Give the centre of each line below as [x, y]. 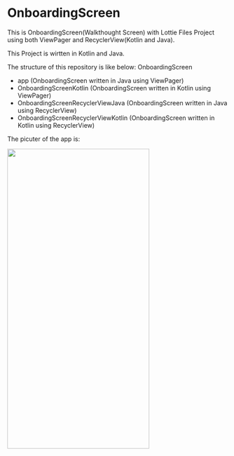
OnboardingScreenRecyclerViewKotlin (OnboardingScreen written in [116, 118]
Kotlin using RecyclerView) [56, 125]
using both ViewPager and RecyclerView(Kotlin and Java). [91, 39]
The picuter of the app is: [44, 139]
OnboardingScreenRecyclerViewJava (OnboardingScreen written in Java [122, 102]
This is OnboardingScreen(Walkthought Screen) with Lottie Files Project [111, 32]
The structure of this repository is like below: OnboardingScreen [100, 67]
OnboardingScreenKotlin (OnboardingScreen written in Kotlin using [114, 88]
